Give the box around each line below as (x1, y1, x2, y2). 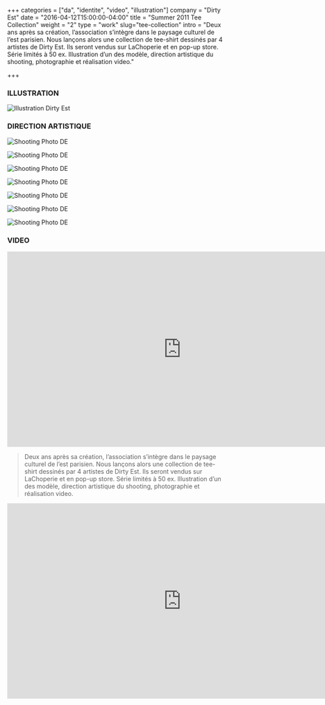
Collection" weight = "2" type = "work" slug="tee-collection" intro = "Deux (7, 21, 222, 28)
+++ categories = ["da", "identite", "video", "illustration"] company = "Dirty (7, 6, 221, 14)
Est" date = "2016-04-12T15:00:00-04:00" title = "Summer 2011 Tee (7, 13, 202, 22)
